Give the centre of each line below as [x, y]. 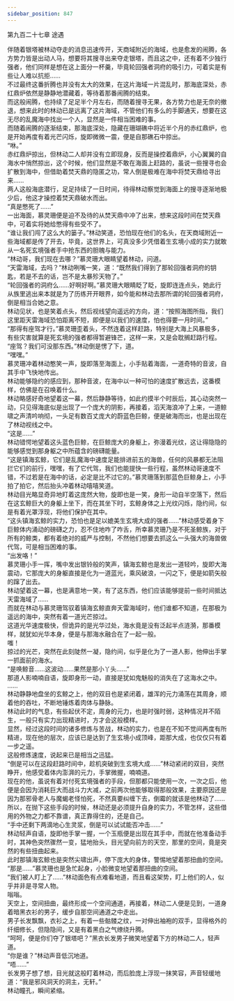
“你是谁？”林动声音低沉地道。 [50, 955]
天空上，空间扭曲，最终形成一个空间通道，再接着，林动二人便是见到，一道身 [117, 903]
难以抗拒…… [43, 75]
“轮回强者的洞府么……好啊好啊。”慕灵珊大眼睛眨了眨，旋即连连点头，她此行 [114, 285]
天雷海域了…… [28, 599]
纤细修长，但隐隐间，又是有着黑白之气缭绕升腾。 [77, 929]
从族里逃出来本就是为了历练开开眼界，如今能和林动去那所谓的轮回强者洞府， [117, 293]
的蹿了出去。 [25, 581]
